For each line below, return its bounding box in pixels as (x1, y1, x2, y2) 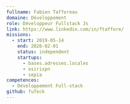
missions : (6, 32, 32, 38)
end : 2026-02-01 (17, 43, 59, 50)
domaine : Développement (6, 15, 67, 21)
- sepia (22, 72, 43, 78)
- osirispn (22, 65, 51, 72)
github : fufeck (6, 89, 45, 95)
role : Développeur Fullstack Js (6, 20, 88, 26)
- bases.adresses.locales (22, 60, 88, 66)
